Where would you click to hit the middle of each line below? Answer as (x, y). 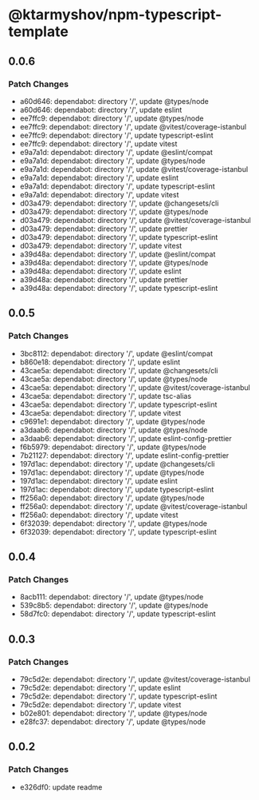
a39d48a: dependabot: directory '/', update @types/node (114, 262)
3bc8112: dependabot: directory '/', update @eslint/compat (116, 353)
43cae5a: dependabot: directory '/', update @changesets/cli (119, 370)
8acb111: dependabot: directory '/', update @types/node (112, 597)
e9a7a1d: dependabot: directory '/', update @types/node (112, 161)
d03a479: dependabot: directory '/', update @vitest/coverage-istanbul (135, 220)
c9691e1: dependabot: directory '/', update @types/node (112, 421)
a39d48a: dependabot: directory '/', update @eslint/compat (118, 254)
